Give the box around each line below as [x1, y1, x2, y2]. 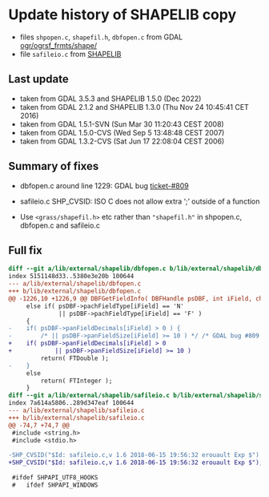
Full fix [8, 243, 42, 257]
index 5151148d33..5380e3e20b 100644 [8, 273, 134, 281]
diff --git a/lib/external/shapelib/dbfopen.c [8, 265, 167, 273]
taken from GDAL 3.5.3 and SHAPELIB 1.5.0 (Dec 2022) [19, 94, 202, 103]
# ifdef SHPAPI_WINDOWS [11, 481, 98, 489]
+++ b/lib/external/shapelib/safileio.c [8, 414, 146, 422]
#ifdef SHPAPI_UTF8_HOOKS [11, 473, 98, 482]
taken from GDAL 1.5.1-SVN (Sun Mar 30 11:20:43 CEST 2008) [19, 119, 224, 129]
